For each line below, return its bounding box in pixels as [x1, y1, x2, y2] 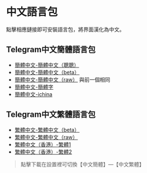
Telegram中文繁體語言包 [6, 110, 96, 120]
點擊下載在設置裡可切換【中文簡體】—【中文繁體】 [20, 161, 145, 168]
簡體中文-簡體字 [14, 83, 54, 90]
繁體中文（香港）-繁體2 [14, 148, 72, 155]
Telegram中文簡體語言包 [6, 45, 96, 55]
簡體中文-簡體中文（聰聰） [14, 61, 79, 68]
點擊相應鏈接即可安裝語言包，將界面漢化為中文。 [6, 26, 125, 33]
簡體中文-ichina [14, 90, 53, 97]
